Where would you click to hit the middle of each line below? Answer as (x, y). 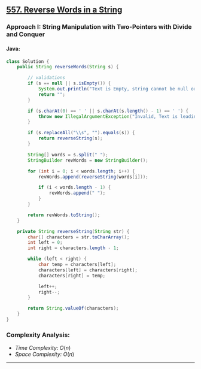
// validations (47, 78)
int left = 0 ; (45, 243)
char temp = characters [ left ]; (77, 265)
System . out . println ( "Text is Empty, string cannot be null (113, 89)
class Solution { (28, 61)
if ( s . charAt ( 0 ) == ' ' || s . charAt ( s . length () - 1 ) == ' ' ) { (108, 111)
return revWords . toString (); (64, 215)
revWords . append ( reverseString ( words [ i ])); (93, 177)
